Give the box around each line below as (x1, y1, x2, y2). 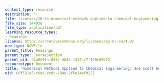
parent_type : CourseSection (5, 52, 62, 58)
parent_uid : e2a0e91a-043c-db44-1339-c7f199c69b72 (5, 57, 110, 62)
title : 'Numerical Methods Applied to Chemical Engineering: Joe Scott (5, 66, 154, 71)
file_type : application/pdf (5, 25, 62, 30)
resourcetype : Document (5, 62, 54, 66)
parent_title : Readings (5, 48, 54, 53)
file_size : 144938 (5, 21, 42, 26)
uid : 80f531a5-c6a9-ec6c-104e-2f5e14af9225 (5, 71, 95, 76)
